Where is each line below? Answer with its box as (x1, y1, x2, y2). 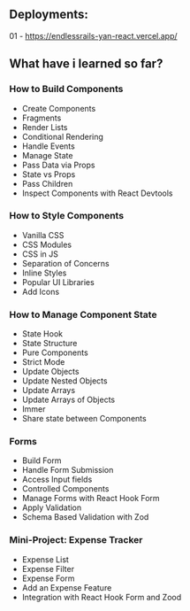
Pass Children (21, 178, 73, 189)
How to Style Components (9, 210, 125, 222)
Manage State (21, 150, 73, 160)
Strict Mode (21, 357, 65, 367)
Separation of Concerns (21, 258, 110, 268)
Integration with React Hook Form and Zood (21, 592, 182, 602)
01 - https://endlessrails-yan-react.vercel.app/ (9, 30, 179, 41)
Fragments (21, 112, 62, 123)
